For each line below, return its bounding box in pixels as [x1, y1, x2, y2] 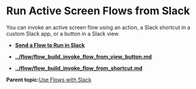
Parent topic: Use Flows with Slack [6, 76, 92, 83]
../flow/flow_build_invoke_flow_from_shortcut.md [14, 64, 143, 72]
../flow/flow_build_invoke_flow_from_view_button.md [14, 53, 152, 60]
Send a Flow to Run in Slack [14, 42, 85, 49]
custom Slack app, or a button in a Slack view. [6, 30, 120, 37]
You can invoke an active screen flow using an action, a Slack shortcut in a [6, 24, 191, 31]
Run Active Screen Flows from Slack [6, 4, 191, 18]
